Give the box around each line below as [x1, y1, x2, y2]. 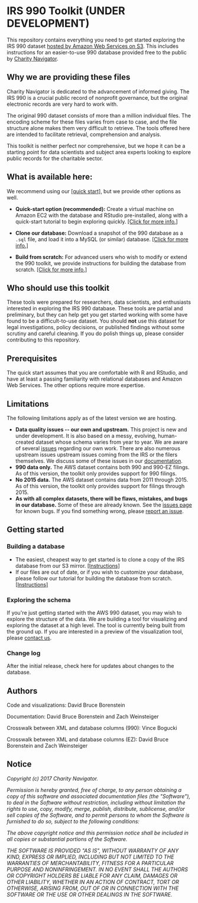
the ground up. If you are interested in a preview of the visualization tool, [7, 628, 184, 635]
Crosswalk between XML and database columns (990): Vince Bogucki [7, 725, 177, 732]
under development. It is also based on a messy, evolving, [15, 433, 157, 439]
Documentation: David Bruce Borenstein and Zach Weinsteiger [7, 713, 159, 720]
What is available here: [7, 172, 93, 182]
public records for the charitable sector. [7, 155, 103, 162]
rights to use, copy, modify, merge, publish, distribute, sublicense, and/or [7, 805, 185, 812]
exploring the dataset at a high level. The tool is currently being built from [7, 622, 186, 629]
